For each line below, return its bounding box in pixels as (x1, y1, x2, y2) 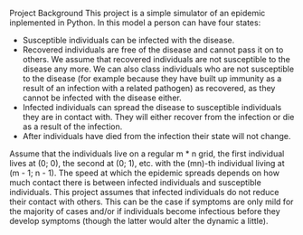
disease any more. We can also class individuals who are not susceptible (22, 63, 295, 74)
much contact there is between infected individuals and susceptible (9, 177, 262, 188)
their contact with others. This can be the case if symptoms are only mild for (9, 196, 294, 207)
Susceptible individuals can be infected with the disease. (22, 35, 235, 45)
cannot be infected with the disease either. (22, 92, 183, 103)
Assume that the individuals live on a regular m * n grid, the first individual (9, 148, 285, 159)
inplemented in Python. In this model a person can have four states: (9, 17, 261, 28)
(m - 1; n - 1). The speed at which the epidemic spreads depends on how (9, 167, 280, 178)
